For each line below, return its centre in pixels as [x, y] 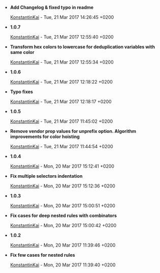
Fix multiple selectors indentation [46, 176]
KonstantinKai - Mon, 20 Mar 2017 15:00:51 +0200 [62, 206]
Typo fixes [21, 92]
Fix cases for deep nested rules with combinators [63, 215]
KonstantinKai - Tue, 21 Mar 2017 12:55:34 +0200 [62, 62]
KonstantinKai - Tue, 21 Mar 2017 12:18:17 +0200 [61, 102]
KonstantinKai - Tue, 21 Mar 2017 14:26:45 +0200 [62, 17]
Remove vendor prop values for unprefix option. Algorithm [73, 131]
